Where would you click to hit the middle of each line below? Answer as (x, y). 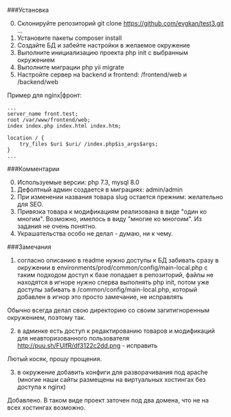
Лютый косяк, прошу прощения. (54, 359)
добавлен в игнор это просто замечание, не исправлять (100, 297)
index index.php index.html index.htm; (64, 126)
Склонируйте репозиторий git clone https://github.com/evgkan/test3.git (120, 23)
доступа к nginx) (42, 387)
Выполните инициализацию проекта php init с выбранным (102, 52)
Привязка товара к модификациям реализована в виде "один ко (112, 212)
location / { (26, 138)
